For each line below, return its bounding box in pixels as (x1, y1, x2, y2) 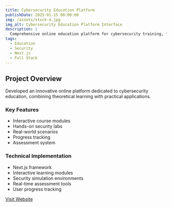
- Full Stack (10, 55, 38, 61)
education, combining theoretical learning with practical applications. (5, 93, 151, 100)
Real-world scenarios (12, 129, 58, 135)
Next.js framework (12, 164, 52, 170)
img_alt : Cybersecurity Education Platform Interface (5, 22, 123, 27)
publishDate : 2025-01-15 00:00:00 (5, 12, 79, 17)
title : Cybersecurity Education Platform (5, 7, 95, 13)
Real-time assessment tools (12, 180, 72, 186)
